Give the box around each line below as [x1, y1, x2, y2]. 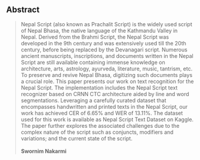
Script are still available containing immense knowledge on [20, 59, 165, 66]
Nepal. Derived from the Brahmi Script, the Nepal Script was [20, 33, 169, 41]
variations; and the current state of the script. [20, 134, 133, 142]
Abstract [6, 5, 40, 15]
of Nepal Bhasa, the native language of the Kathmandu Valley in [20, 27, 178, 34]
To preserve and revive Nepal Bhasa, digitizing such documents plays [20, 71, 193, 78]
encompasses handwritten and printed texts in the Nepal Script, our [20, 103, 188, 110]
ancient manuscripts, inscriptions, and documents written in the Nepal [20, 52, 194, 59]
